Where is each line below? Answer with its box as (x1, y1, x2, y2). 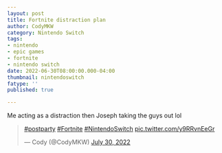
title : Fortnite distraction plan (7, 16, 107, 23)
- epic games (7, 49, 45, 56)
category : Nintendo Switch (7, 29, 85, 36)
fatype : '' (7, 80, 38, 87)
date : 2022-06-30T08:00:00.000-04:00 (7, 67, 115, 74)
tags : (7, 36, 23, 43)
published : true (7, 86, 54, 93)
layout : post (7, 10, 45, 17)
